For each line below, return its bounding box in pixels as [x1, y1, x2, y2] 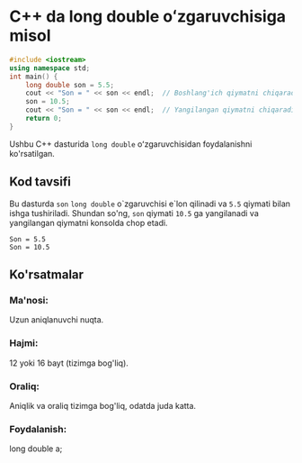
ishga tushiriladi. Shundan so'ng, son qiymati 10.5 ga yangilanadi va [9, 207, 259, 218]
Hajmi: [9, 337, 39, 350]
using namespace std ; [9, 63, 91, 73]
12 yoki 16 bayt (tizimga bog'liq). [9, 358, 129, 368]
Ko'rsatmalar [9, 268, 84, 283]
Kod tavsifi [9, 174, 72, 190]
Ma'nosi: [9, 294, 49, 306]
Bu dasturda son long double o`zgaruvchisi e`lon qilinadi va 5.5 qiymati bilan [9, 198, 290, 209]
